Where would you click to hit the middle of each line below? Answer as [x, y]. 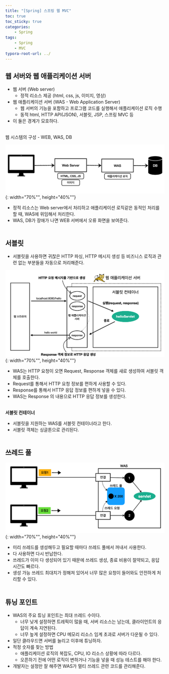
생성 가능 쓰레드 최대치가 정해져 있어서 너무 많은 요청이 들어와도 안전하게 [84, 573]
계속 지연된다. [43, 628]
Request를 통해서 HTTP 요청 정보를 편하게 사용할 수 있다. [69, 383]
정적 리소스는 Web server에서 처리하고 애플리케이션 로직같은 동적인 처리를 [86, 207]
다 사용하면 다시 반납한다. [38, 554]
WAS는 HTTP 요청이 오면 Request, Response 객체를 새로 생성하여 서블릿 [85, 371]
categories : [18, 27]
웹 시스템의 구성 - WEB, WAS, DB [39, 137]
